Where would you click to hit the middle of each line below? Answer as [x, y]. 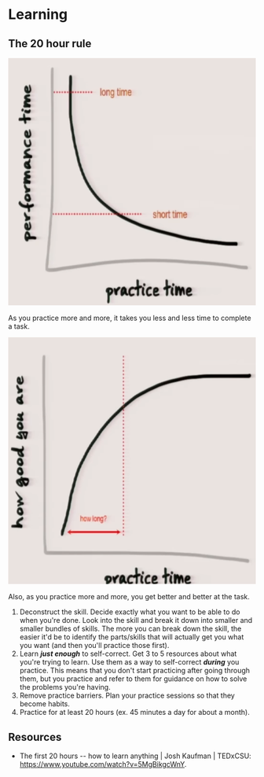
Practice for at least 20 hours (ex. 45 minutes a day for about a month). [134, 713]
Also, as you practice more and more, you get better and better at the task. [129, 597]
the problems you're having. [65, 687]
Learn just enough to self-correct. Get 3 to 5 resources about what [128, 654]
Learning [38, 15]
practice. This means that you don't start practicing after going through [134, 671]
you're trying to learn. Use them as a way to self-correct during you [129, 662]
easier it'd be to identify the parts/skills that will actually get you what [132, 637]
